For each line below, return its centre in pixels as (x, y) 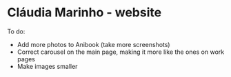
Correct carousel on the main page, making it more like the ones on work (121, 52)
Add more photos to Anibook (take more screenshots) (93, 44)
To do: (16, 31)
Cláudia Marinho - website (84, 13)
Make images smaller (47, 66)
